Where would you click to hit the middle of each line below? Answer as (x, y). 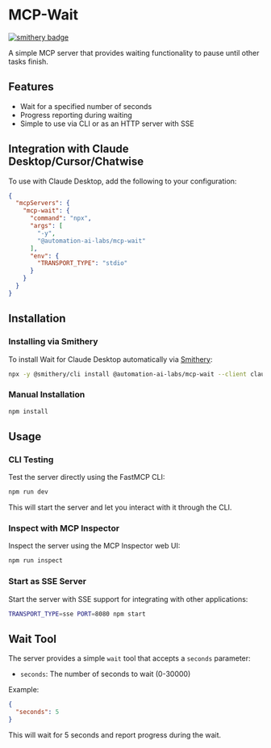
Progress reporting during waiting (76, 115)
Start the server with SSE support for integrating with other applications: (128, 599)
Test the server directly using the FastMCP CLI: (87, 477)
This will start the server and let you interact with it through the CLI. (120, 507)
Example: (24, 690)
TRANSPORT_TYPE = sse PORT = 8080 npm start (77, 614)
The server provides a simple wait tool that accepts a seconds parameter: (130, 658)
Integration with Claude (69, 149)
